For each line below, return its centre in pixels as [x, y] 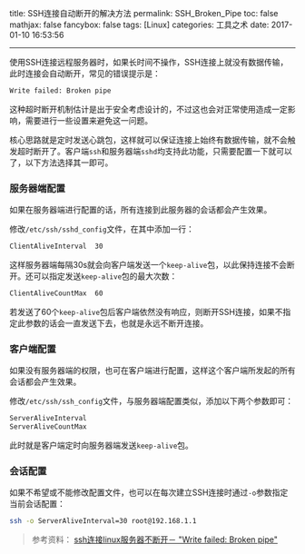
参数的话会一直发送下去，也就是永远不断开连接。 [117, 323]
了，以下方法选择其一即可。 [61, 163]
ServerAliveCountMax [49, 427]
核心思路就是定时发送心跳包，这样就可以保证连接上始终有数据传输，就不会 [148, 140]
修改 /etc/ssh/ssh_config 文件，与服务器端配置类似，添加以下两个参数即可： [152, 401]
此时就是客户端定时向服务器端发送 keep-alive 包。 [101, 445]
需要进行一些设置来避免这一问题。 [89, 120]
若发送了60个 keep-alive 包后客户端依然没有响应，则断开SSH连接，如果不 [146, 312]
